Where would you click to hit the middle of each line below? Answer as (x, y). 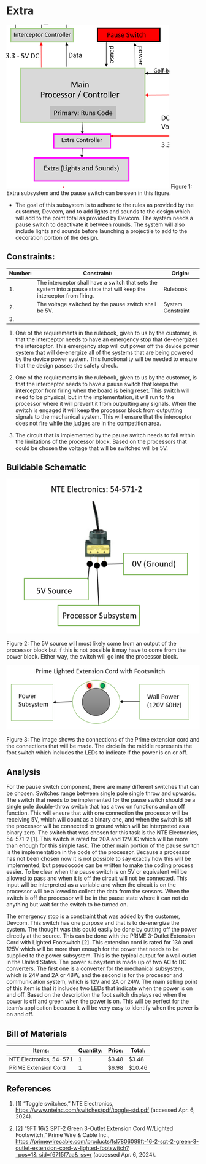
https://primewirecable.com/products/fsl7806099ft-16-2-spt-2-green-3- (107, 1142)
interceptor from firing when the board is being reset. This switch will (102, 390)
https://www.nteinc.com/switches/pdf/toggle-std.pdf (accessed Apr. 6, (105, 1110)
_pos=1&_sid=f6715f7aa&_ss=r (53, 1155)
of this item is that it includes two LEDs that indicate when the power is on (100, 988)
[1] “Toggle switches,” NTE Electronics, (64, 1104)
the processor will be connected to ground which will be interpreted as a (98, 826)
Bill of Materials (37, 1034)
